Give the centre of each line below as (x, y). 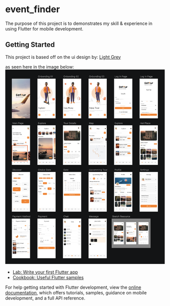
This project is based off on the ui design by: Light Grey (63, 57)
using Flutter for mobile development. (44, 28)
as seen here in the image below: (40, 66)
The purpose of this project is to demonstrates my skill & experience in (79, 23)
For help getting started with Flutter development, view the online (73, 287)
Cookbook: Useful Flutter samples (48, 277)
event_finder (33, 9)
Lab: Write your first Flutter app (45, 272)
